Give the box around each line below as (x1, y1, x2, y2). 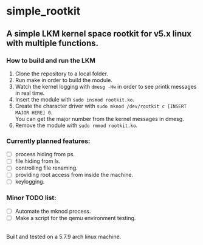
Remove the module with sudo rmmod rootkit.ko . (15, 122, 138, 129)
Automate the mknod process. (15, 207, 91, 215)
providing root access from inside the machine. (15, 171, 134, 179)
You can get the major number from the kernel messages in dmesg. (15, 115, 184, 122)
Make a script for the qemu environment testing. (15, 214, 136, 221)
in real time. (15, 89, 45, 97)
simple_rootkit (6, 4, 81, 18)
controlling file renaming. (15, 164, 78, 171)
